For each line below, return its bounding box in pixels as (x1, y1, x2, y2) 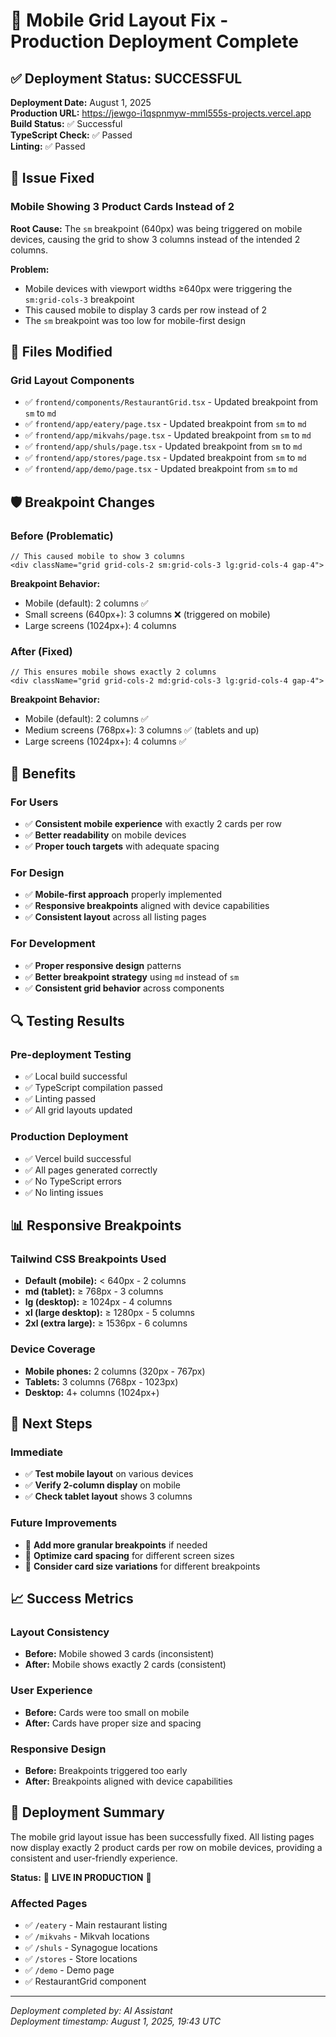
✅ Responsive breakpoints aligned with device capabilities (24, 900, 270, 912)
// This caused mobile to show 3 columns (10, 552, 186, 562)
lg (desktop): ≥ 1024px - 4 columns (24, 1296, 173, 1308)
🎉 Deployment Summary (10, 1804, 165, 1821)
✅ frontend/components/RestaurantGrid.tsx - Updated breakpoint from (24, 396, 318, 408)
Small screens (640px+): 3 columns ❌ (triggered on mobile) (24, 609, 271, 621)
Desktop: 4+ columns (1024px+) (24, 1386, 160, 1398)
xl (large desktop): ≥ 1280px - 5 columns (24, 1307, 195, 1319)
